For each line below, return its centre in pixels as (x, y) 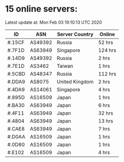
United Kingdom (75, 82)
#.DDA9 (16, 82)
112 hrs (107, 74)
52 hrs (106, 42)
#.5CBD (16, 74)
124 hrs (107, 50)
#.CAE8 (16, 129)
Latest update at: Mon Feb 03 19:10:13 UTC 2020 (54, 22)
